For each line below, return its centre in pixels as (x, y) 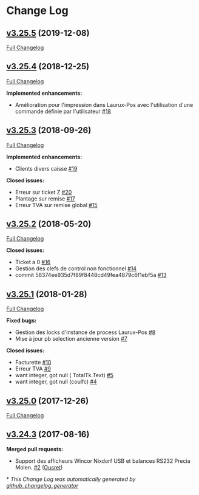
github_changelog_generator (42, 485)
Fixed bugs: (22, 321)
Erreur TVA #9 (33, 369)
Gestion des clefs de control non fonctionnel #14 (76, 268)
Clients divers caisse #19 (46, 168)
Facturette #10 (33, 363)
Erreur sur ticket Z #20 (43, 192)
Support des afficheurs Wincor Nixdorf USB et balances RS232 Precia (103, 461)
